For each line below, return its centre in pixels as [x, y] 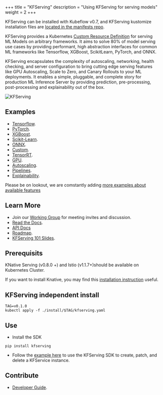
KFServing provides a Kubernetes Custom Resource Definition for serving [79, 36]
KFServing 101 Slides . [34, 238]
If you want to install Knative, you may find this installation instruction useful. [82, 279]
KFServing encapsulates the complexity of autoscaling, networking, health [80, 61]
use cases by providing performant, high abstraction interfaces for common [81, 47]
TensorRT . [22, 155]
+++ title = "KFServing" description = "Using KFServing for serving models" [81, 7]
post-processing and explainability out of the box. [55, 87]
